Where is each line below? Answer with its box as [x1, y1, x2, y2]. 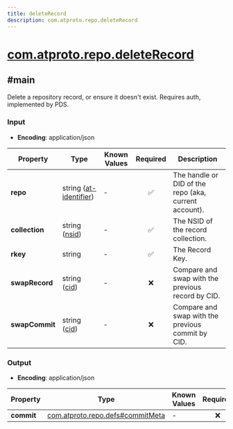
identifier [62, 192, 92, 202]
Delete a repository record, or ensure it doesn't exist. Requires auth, [7, 92, 201, 101]
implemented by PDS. [7, 100, 69, 108]
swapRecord [10, 277, 53, 287]
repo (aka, [173, 187, 207, 197]
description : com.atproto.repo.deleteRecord [7, 17, 138, 24]
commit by [173, 328, 208, 338]
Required [135, 154, 166, 163]
